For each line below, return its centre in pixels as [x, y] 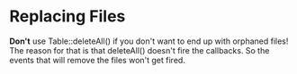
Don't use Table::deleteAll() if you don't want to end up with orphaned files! [149, 41]
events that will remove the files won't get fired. [98, 60]
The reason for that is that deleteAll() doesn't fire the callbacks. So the [139, 50]
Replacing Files [67, 16]
